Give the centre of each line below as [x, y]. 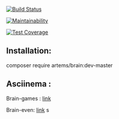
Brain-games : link [29, 98]
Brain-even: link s [28, 109]
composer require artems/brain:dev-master [59, 65]
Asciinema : [29, 84]
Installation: [29, 51]
